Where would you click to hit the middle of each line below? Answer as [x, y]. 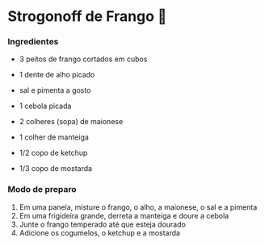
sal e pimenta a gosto [55, 90]
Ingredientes [33, 42]
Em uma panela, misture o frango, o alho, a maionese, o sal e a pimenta [138, 207]
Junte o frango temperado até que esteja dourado [103, 224]
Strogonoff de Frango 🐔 [87, 17]
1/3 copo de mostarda [56, 169]
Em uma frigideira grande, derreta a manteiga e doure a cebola [124, 215]
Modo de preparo [42, 190]
